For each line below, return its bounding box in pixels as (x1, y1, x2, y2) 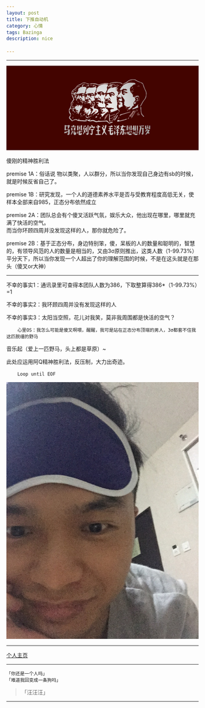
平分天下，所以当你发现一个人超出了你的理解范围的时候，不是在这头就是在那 (6, 254, 199, 262)
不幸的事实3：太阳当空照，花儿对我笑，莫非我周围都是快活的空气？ (6, 314, 176, 321)
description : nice (6, 35, 53, 42)
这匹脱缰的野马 (6, 333, 38, 339)
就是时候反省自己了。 (6, 177, 60, 185)
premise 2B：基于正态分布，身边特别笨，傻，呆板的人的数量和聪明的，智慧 (6, 239, 195, 247)
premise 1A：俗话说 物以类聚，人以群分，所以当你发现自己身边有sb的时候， (6, 170, 197, 177)
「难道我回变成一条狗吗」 (6, 677, 61, 683)
